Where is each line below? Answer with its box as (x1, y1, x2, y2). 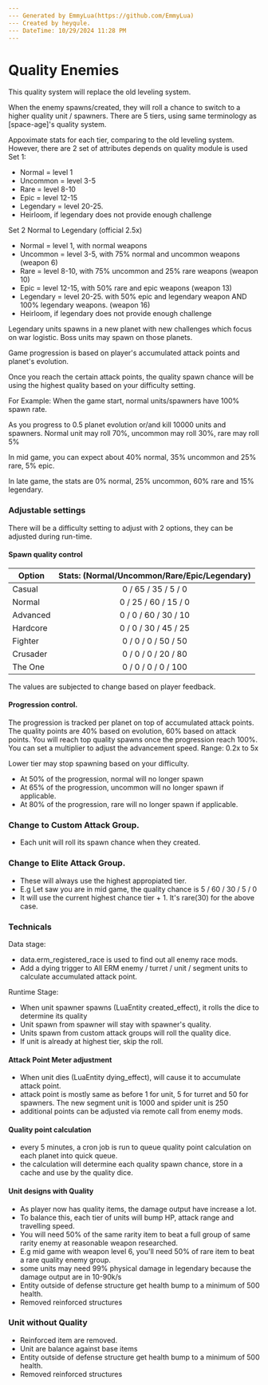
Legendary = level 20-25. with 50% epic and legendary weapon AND (19, 292, 247, 302)
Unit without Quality (8, 1317, 88, 1328)
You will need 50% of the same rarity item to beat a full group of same (19, 1229, 251, 1239)
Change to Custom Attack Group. (8, 819, 140, 830)
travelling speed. (19, 1221, 75, 1230)
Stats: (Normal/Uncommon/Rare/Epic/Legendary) (58, 570, 251, 581)
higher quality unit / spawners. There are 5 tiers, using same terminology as (8, 111, 257, 121)
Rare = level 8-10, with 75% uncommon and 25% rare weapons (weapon (19, 267, 259, 276)
